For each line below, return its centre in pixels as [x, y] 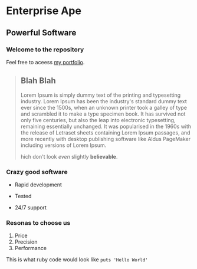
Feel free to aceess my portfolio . [45, 62]
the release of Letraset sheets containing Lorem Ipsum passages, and [105, 132]
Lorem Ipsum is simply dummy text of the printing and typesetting [101, 95]
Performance [31, 248]
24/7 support [31, 207]
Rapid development [38, 185]
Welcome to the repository [45, 50]
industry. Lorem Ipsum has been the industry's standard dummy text [104, 101]
